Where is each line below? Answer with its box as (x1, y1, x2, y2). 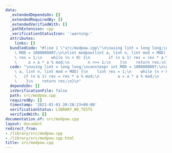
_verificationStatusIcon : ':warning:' (10, 31, 93, 36)
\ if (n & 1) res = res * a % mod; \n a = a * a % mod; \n (14, 74, 159, 79)
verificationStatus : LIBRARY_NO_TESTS (10, 107, 93, 112)
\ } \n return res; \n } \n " (14, 79, 81, 84)
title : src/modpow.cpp (5, 140, 54, 145)
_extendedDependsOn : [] (10, 12, 60, 17)
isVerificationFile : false (10, 88, 68, 93)
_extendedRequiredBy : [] (10, 17, 63, 22)
